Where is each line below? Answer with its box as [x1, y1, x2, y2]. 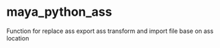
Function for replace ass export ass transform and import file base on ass [6, 27, 214, 35]
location [6, 34, 29, 42]
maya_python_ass [6, 4, 112, 20]
